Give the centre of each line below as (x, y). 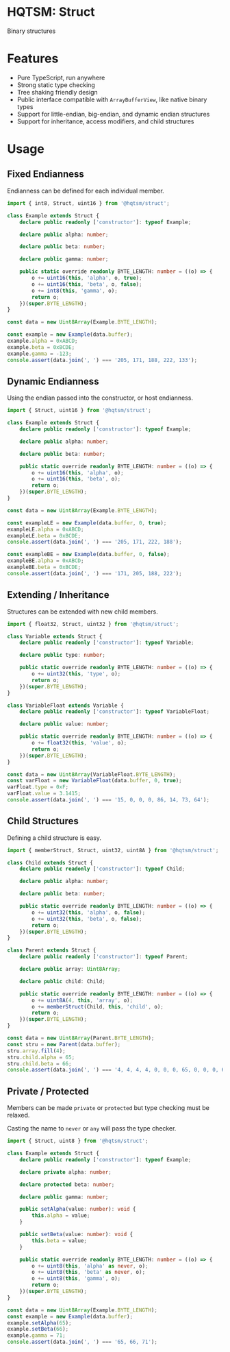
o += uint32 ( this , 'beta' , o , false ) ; (87, 919)
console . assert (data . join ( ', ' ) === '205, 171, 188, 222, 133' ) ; (102, 360)
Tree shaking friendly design (57, 92)
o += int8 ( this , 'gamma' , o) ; (75, 291)
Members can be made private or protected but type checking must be (108, 1108)
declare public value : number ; (64, 724)
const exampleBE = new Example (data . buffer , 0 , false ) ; (88, 555)
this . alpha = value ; (61, 1216)
